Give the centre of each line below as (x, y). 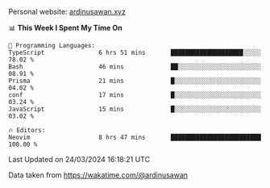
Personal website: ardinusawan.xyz (67, 12)
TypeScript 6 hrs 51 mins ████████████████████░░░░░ (135, 52)
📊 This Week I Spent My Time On (65, 28)
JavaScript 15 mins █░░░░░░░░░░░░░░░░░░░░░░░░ (135, 109)
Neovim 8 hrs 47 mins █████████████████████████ (135, 137)
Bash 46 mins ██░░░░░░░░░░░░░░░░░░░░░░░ (135, 67)
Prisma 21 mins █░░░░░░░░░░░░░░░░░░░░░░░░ (135, 81)
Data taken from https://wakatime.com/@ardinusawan (98, 175)
